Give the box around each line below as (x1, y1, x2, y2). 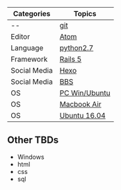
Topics (73, 9, 97, 18)
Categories (13, 9, 51, 18)
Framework (10, 55, 48, 64)
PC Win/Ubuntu (59, 88, 111, 98)
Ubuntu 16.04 (59, 111, 106, 120)
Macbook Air (59, 100, 102, 109)
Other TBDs (7, 135, 59, 146)
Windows (17, 153, 45, 161)
